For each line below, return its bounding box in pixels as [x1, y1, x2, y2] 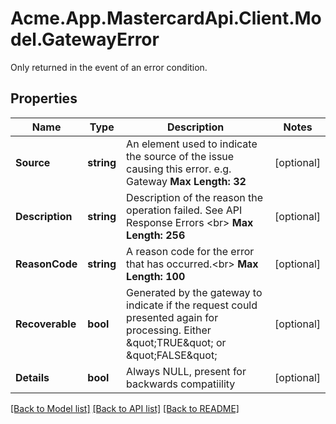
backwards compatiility [126, 377, 236, 391]
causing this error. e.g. [126, 162, 232, 176]
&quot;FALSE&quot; [126, 348, 218, 362]
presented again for [126, 310, 219, 324]
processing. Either [126, 323, 212, 337]
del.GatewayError [10, 28, 160, 51]
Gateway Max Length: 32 [126, 174, 247, 188]
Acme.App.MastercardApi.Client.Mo [10, 7, 322, 30]
